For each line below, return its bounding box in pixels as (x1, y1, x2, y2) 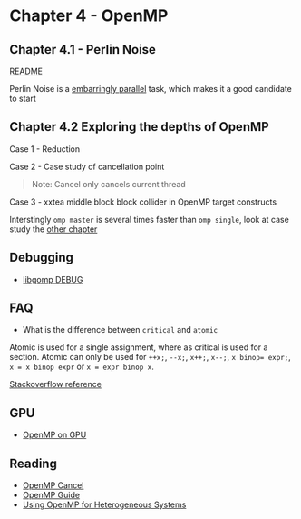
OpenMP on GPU (22, 429, 87, 441)
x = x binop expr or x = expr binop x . (9, 361, 154, 373)
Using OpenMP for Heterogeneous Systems (22, 499, 187, 510)
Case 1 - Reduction (9, 143, 81, 155)
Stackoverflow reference (9, 379, 102, 390)
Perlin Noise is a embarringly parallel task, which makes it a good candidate (9, 84, 292, 94)
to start (9, 93, 36, 104)
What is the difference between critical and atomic (22, 324, 218, 335)
